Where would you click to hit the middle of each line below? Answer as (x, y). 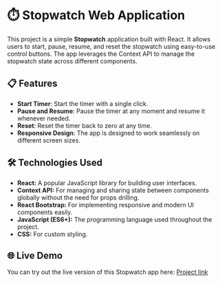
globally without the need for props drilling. (78, 197)
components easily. (45, 212)
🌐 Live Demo (35, 255)
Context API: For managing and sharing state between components (113, 190)
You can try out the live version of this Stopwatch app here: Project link (108, 272)
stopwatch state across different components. (72, 61)
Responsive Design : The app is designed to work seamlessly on (108, 133)
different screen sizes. (49, 140)
